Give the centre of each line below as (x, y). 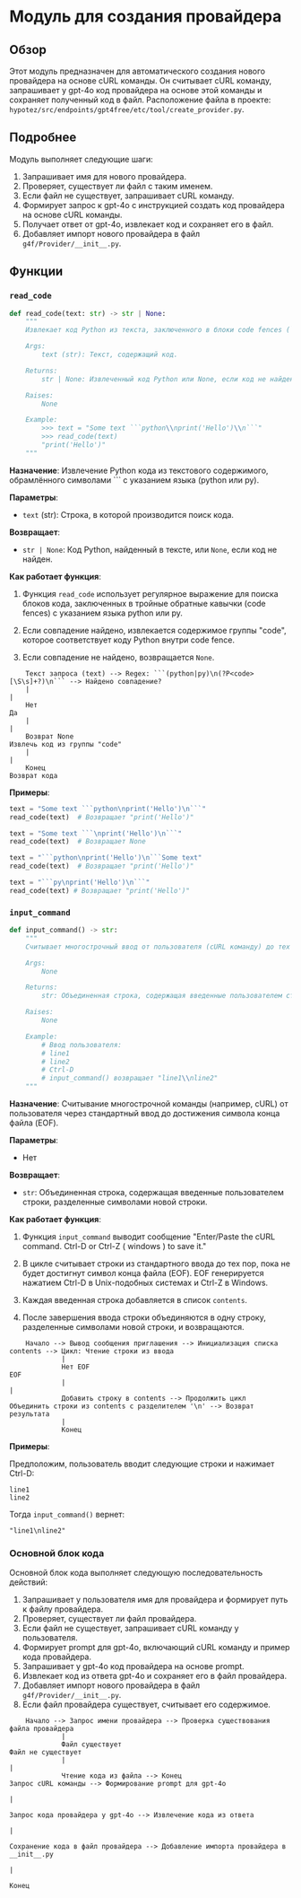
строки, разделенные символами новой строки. (115, 1202)
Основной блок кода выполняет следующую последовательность (136, 1573)
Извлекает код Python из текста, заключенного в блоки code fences (154, 330)
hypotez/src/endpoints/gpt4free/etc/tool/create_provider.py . (127, 109)
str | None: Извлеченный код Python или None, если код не (154, 379)
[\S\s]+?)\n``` (38, 681)
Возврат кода (34, 775)
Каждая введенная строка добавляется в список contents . (135, 1300)
